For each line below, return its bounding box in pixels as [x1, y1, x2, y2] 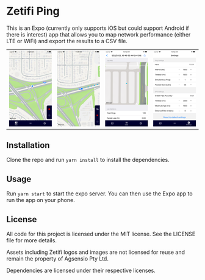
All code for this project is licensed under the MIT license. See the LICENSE [6, 230, 196, 238]
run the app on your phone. [6, 197, 75, 204]
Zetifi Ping [6, 4, 60, 18]
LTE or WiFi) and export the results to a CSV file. [6, 37, 128, 44]
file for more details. [6, 237, 57, 244]
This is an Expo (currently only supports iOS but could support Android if [6, 24, 189, 32]
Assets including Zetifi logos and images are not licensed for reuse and [6, 248, 185, 256]
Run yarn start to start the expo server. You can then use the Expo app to [6, 190, 193, 197]
